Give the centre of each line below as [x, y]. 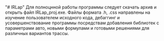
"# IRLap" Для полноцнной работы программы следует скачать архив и [81, 7]
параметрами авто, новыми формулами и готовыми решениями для [77, 28]
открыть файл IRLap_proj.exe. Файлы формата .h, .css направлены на [78, 12]
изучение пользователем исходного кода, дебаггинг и [63, 18]
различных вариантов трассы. [37, 33]
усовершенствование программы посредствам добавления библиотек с [82, 23]
